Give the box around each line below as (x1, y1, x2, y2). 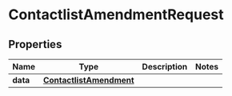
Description (142, 62, 188, 72)
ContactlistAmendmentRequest (8, 6, 224, 24)
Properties (8, 38, 62, 51)
